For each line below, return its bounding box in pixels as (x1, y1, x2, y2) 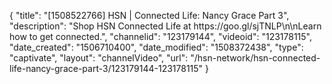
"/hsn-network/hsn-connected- (190, 52, 321, 64)
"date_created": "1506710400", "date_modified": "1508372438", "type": (9, 41, 304, 53)
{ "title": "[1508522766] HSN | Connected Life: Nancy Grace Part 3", (9, 10, 290, 21)
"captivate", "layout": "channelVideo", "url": (9, 52, 189, 64)
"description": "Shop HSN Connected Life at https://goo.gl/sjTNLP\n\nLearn (9, 20, 322, 32)
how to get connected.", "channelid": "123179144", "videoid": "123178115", (9, 31, 312, 42)
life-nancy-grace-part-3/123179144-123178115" (9, 63, 204, 74)
